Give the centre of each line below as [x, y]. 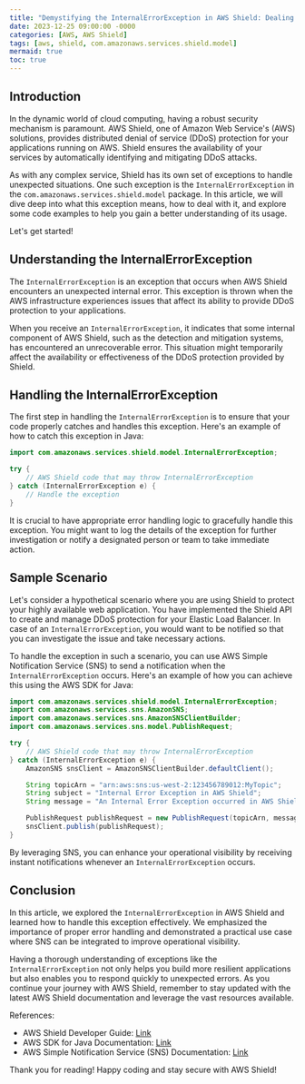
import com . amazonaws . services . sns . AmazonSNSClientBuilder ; [126, 718]
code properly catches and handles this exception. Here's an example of [145, 427]
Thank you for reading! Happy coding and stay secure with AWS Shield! [143, 1069]
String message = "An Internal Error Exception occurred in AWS [150, 802]
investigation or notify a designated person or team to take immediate [139, 539]
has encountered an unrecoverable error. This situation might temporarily [146, 347]
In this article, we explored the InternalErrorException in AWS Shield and [147, 912]
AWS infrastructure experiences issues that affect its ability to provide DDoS [152, 301]
